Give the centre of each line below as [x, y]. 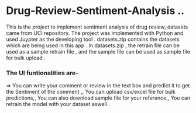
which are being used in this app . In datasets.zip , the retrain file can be [93, 45]
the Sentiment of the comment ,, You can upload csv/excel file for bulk [91, 92]
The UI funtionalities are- [42, 73]
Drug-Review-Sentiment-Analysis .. [95, 11]
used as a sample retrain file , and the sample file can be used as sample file [98, 51]
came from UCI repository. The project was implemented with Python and [95, 33]
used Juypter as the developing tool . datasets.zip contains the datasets [93, 39]
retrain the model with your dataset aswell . [58, 104]
